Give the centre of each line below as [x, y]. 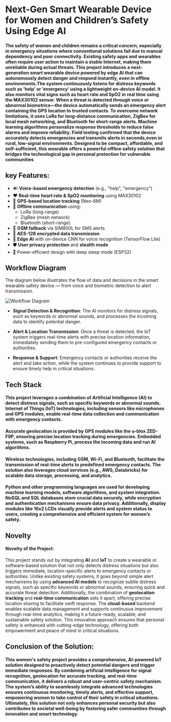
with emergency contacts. [34, 419]
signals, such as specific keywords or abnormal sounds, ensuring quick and [85, 587]
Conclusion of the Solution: [50, 647]
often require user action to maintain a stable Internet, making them [78, 62]
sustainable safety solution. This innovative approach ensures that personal [85, 619]
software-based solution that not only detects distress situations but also [82, 565]
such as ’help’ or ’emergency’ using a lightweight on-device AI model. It [83, 89]
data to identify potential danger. [47, 322]
